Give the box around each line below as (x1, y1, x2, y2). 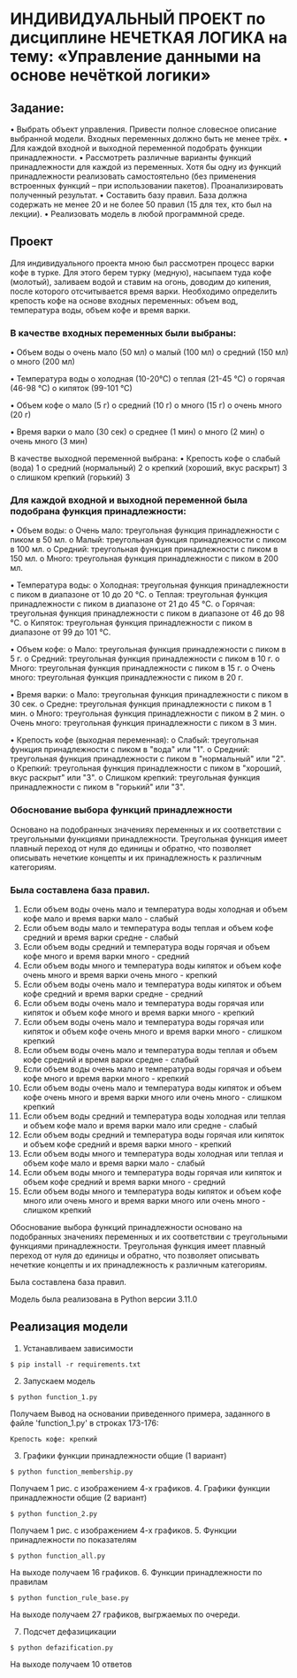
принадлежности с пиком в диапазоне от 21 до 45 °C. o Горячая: (10, 598, 255, 610)
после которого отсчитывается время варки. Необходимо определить (10, 286, 278, 296)
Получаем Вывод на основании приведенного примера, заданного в (10, 1408, 270, 1419)
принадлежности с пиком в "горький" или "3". (10, 781, 186, 792)
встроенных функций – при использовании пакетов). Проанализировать (10, 181, 284, 190)
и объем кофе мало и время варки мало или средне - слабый (22, 1120, 257, 1130)
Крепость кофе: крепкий (10, 1435, 98, 1443)
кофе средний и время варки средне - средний (22, 989, 203, 999)
